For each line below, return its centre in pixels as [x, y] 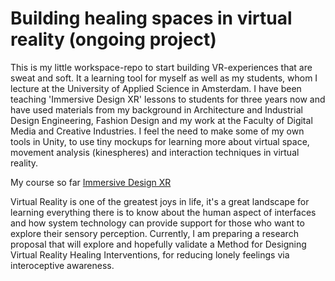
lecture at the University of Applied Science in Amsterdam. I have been [156, 88]
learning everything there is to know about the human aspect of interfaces [163, 212]
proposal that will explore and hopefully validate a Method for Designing [158, 244]
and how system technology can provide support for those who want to [157, 223]
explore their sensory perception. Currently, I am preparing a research [154, 233]
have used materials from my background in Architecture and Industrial [156, 109]
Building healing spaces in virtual [151, 18]
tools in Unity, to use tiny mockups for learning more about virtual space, [160, 141]
